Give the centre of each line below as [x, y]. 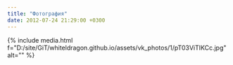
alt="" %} [21, 55]
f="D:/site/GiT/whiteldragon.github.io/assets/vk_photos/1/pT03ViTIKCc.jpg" [117, 48]
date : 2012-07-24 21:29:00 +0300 [56, 20]
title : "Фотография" [38, 14]
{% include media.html [40, 40]
